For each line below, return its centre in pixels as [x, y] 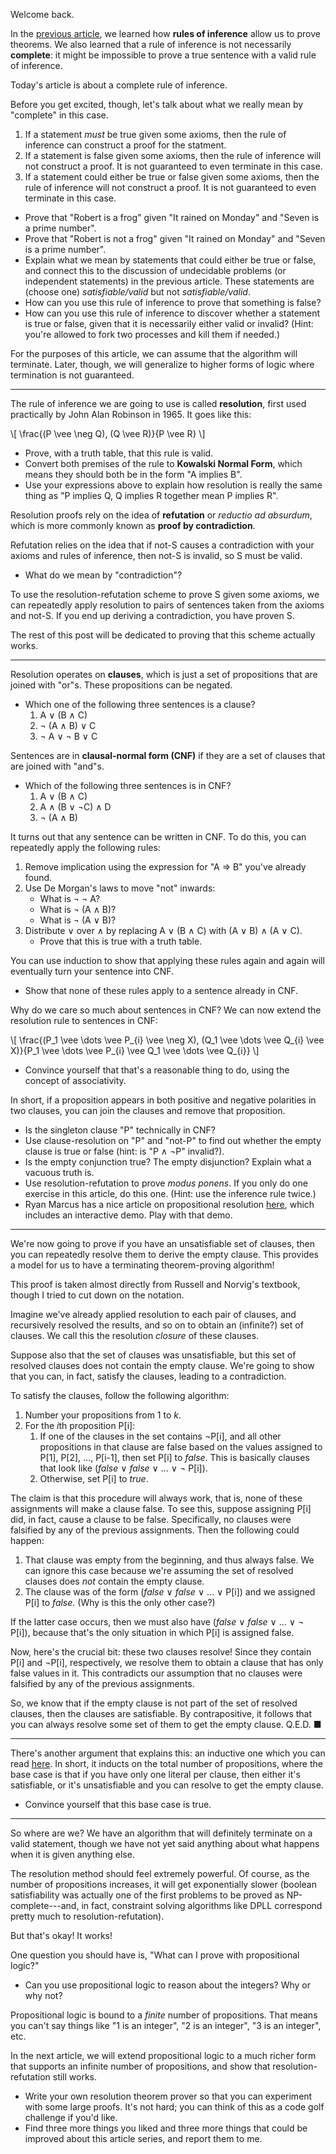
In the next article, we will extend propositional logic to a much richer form [163, 2055]
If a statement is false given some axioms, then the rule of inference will [173, 155]
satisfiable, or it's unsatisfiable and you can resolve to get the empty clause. [167, 1785]
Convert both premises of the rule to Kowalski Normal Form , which [163, 463]
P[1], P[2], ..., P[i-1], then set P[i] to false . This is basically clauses [174, 1457]
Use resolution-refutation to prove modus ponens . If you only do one [166, 1183]
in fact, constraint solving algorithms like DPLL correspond [202, 1905]
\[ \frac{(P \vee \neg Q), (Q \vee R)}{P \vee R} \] [108, 433]
